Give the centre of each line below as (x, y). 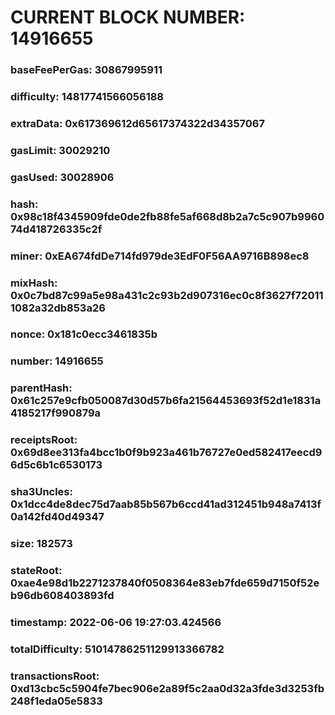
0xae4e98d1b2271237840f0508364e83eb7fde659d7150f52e (165, 583)
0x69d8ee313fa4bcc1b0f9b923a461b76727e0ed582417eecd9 (166, 453)
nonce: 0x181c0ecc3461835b (84, 334)
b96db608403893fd (62, 596)
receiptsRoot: (44, 440)
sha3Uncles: (41, 492)
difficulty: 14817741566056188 (87, 97)
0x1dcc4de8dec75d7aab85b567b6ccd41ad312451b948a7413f (166, 504)
